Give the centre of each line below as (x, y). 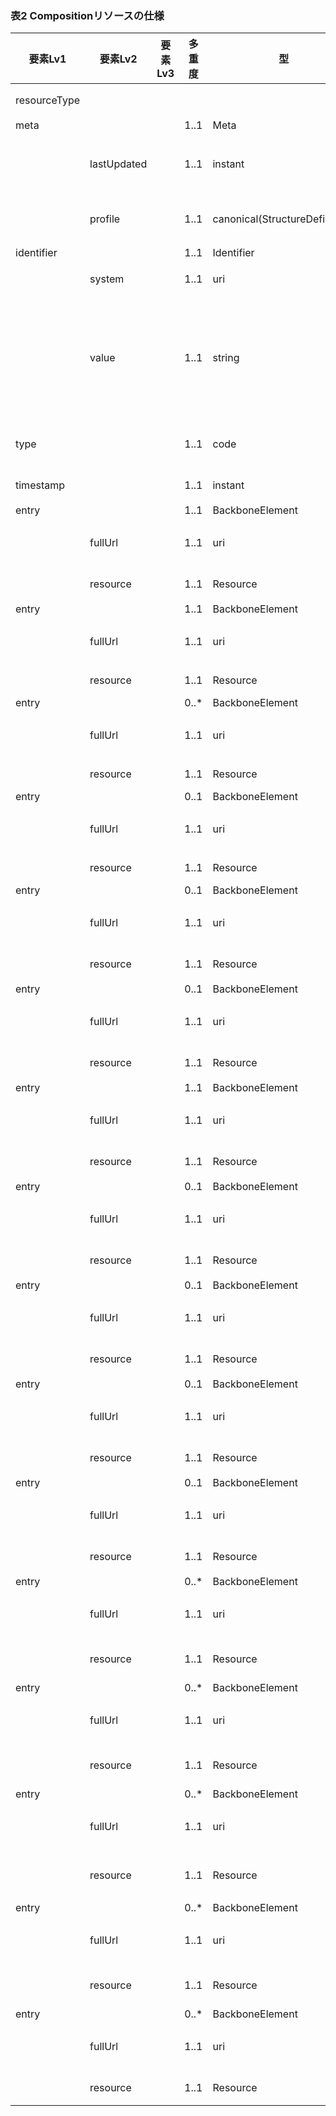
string (226, 358)
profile (105, 219)
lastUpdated (118, 164)
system (107, 279)
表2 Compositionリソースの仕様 (87, 15)
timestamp (40, 485)
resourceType (48, 100)
